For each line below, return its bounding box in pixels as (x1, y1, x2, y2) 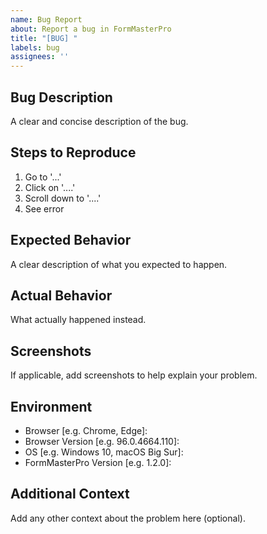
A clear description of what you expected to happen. (10, 258, 228, 270)
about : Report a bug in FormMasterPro (10, 24, 172, 34)
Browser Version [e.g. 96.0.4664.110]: (24, 436, 180, 447)
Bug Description (10, 89, 113, 106)
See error (24, 202, 65, 215)
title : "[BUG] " (10, 33, 78, 43)
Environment (10, 398, 93, 415)
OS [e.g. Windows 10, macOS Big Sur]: (24, 446, 184, 458)
